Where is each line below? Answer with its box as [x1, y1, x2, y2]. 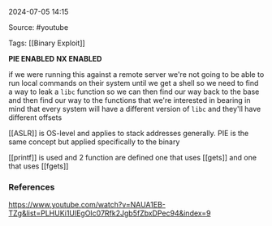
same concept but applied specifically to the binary [8, 137, 180, 147]
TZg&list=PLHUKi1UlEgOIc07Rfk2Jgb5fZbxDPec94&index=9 [8, 208, 211, 218]
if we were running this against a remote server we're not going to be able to [8, 70, 265, 79]
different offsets [8, 113, 63, 122]
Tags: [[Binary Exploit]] [8, 38, 85, 48]
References [8, 181, 55, 193]
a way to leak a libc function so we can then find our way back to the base [8, 87, 260, 96]
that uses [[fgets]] [8, 161, 69, 171]
